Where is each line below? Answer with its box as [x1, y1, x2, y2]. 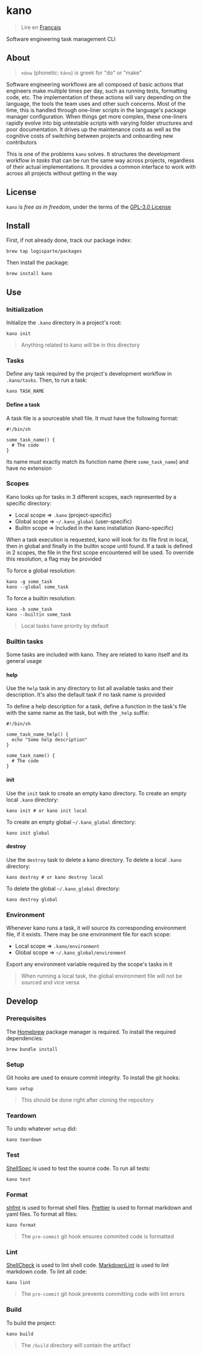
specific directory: [6, 500, 52, 507]
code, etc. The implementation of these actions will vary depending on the [6, 93, 191, 100]
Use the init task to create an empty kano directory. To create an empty [6, 789, 187, 797]
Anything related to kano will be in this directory [21, 341, 140, 348]
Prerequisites [6, 1014, 46, 1023]
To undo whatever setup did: [6, 1125, 77, 1132]
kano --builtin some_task [6, 612, 71, 618]
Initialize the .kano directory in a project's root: [6, 319, 122, 327]
